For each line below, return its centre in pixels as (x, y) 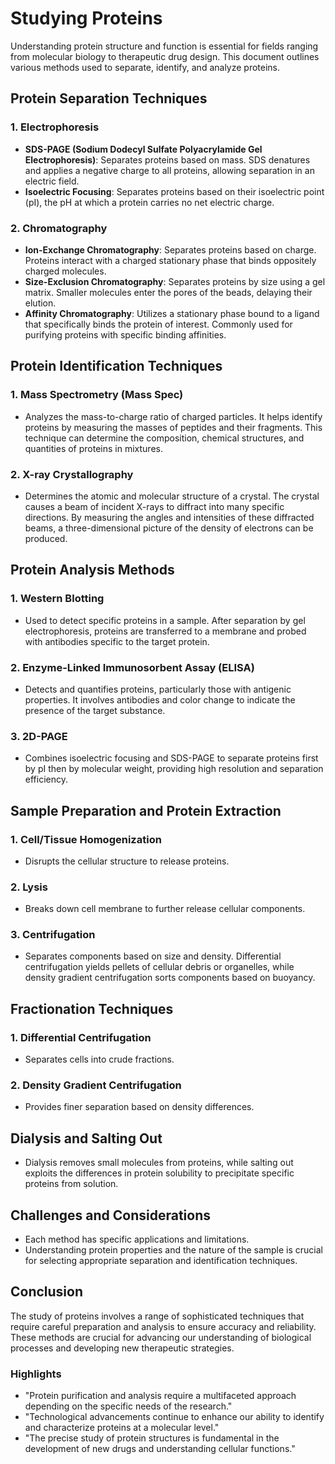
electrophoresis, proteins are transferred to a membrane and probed (165, 631)
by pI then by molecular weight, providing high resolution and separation (174, 769)
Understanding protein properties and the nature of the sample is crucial (174, 1250)
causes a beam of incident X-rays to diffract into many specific (154, 506)
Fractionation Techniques (92, 1008)
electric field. (52, 181)
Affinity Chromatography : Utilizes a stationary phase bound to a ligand (172, 313)
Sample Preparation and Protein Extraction (146, 810)
